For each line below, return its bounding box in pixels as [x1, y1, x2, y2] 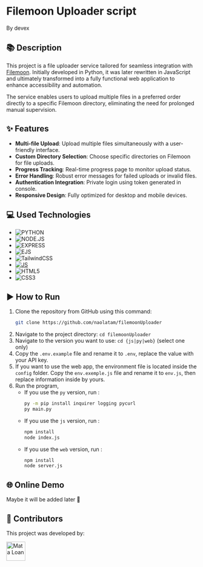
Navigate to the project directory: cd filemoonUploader [15, 331, 151, 338]
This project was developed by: [6, 529, 85, 537]
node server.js [24, 463, 62, 469]
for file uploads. [15, 159, 55, 167]
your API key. [15, 357, 48, 364]
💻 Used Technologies [6, 210, 91, 220]
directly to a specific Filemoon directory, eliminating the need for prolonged [6, 99, 195, 107]
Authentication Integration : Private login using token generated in [15, 178, 181, 186]
